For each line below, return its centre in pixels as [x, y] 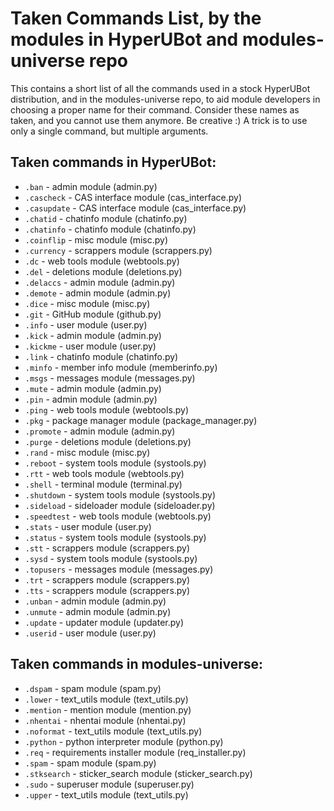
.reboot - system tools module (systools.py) [115, 463]
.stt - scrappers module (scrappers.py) [107, 548]
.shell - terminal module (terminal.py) [103, 484]
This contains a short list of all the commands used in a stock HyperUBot [160, 88]
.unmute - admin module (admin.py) [98, 611]
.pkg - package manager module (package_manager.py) [141, 420]
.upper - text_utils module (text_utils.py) [106, 794]
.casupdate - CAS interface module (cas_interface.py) [135, 208]
